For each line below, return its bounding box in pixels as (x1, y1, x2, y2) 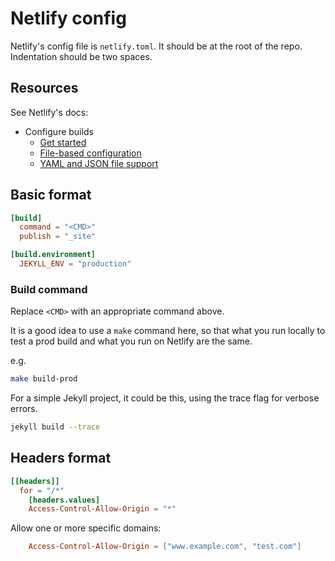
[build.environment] (10, 250, 97, 260)
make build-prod (10, 374, 78, 384)
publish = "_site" (19, 232, 97, 242)
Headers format (10, 450, 112, 467)
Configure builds (24, 125, 94, 137)
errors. (10, 403, 38, 415)
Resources (10, 80, 79, 97)
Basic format (10, 187, 92, 204)
